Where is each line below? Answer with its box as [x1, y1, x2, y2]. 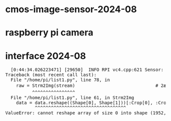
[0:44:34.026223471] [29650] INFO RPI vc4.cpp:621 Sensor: [10, 67, 164, 73]
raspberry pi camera [5, 27, 94, 39]
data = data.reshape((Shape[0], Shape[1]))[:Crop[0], [16, 100, 153, 106]
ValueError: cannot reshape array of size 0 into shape [5, 110, 148, 116]
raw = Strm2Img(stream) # [16, 83, 159, 88]
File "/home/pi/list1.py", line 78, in [10, 77, 110, 83]
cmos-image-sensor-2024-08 [5, 4, 137, 15]
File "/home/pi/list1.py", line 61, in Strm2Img [10, 95, 134, 101]
